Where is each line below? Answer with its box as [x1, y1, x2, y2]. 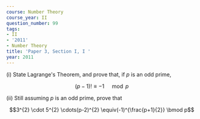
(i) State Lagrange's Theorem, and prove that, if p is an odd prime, [6, 70, 172, 78]
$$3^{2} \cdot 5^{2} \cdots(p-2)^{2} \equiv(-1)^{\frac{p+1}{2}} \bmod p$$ [8, 106, 195, 113]
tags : [6, 25, 20, 32]
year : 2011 [6, 54, 34, 60]
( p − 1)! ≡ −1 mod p [75, 83, 129, 90]
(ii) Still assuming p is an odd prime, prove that [6, 94, 122, 101]
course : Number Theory [6, 8, 64, 15]
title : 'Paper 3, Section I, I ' [6, 49, 91, 55]
